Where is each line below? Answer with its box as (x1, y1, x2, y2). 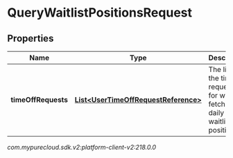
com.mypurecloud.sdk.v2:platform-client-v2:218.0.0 (7, 143, 157, 151)
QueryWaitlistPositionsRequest (7, 5, 193, 21)
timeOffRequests (10, 95, 68, 105)
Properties (7, 33, 54, 44)
